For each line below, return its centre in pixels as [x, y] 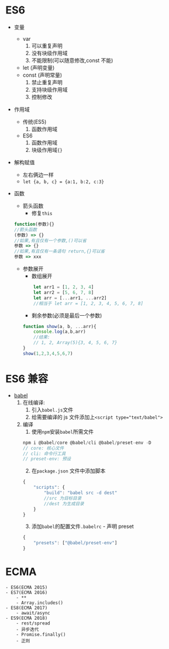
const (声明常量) [42, 75]
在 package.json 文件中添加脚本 [68, 471]
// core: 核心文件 [43, 448]
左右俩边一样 [38, 175]
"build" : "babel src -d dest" [80, 493]
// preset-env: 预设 [47, 459]
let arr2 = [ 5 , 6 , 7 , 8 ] [64, 292]
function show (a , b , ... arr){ [60, 326]
